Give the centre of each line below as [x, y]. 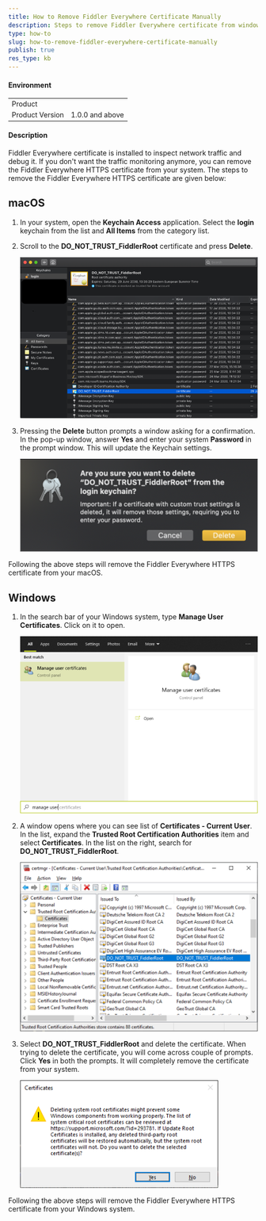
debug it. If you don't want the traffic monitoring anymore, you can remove [130, 161]
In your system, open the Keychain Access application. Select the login [137, 222]
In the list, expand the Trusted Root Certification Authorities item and [134, 834]
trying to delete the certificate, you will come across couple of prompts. [136, 1052]
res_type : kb [30, 59]
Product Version [38, 115]
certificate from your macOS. [55, 573]
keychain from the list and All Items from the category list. [114, 231]
